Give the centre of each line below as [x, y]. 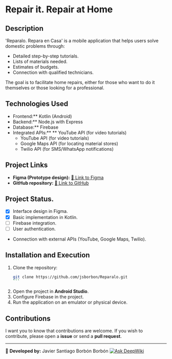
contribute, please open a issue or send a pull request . [63, 336]
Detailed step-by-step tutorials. [46, 56]
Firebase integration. [35, 223]
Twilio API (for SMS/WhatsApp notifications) [67, 149]
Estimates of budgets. [36, 67]
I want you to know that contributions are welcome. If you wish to [74, 331]
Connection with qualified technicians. [53, 72]
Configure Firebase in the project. [48, 297]
